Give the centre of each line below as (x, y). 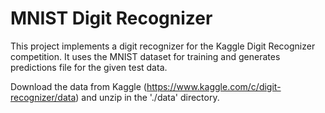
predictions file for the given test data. (89, 67)
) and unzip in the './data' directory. (147, 97)
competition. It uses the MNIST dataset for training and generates (145, 56)
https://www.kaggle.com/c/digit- (214, 86)
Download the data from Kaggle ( (78, 86)
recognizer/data (43, 97)
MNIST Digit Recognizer (111, 18)
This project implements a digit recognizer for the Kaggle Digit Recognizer (163, 46)
